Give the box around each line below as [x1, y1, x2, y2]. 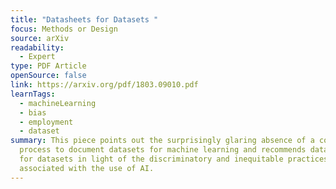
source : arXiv [10, 33, 70, 43]
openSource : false [10, 71, 87, 81]
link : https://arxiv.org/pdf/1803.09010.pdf [10, 80, 199, 90]
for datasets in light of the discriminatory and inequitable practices [19, 154, 329, 164]
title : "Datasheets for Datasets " [10, 14, 159, 25]
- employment [19, 117, 74, 127]
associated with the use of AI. [19, 163, 155, 173]
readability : [10, 42, 65, 53]
